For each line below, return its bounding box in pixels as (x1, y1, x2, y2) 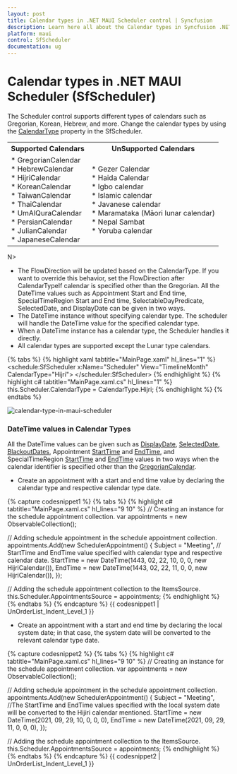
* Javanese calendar (91, 199, 161, 209)
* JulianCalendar (11, 225, 68, 235)
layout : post (7, 10, 46, 18)
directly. (17, 333, 42, 343)
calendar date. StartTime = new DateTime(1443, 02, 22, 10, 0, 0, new (7, 556, 207, 565)
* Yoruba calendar (91, 225, 153, 235)
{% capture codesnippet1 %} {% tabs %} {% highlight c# (7, 497, 173, 506)
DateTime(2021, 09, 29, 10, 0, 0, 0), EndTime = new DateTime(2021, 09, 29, (7, 716, 226, 725)
